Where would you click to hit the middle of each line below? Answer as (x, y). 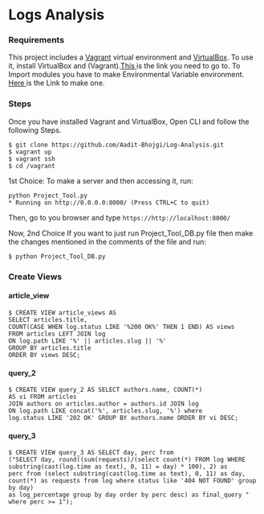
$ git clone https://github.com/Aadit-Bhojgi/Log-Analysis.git (116, 145)
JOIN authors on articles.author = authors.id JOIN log (104, 404)
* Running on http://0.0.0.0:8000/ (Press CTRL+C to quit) (109, 203)
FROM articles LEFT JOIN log (57, 334)
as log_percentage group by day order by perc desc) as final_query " (129, 495)
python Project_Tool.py (48, 195)
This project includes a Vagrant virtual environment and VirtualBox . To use (131, 57)
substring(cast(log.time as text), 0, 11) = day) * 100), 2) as (118, 467)
